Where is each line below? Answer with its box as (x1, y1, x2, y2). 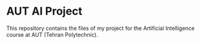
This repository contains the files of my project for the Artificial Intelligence (6, 24, 195, 32)
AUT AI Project (6, 4, 82, 18)
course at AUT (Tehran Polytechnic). (6, 31, 98, 38)
